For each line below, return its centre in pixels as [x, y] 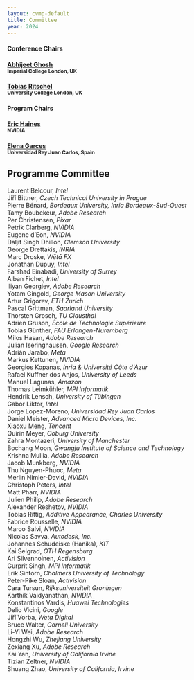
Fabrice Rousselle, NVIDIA [45, 521]
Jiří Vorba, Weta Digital [40, 617]
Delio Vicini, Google [35, 609]
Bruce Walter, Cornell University [53, 625]
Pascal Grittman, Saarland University [60, 308]
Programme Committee [59, 174]
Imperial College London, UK [42, 71]
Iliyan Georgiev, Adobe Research [54, 286]
